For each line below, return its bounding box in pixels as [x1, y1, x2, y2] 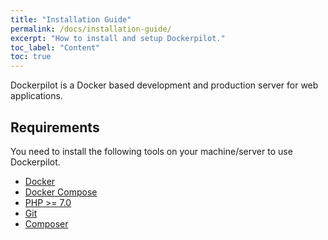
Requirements [10, 119, 100, 136]
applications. [10, 90, 63, 102]
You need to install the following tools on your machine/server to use [10, 145, 293, 157]
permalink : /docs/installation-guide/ [10, 24, 172, 34]
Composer [24, 217, 69, 230]
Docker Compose [24, 186, 98, 198]
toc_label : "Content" [10, 42, 101, 53]
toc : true [10, 52, 52, 62]
